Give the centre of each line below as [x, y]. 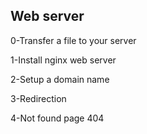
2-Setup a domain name [60, 79]
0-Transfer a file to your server [73, 40]
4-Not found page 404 [57, 118]
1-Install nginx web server [63, 60]
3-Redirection [38, 98]
